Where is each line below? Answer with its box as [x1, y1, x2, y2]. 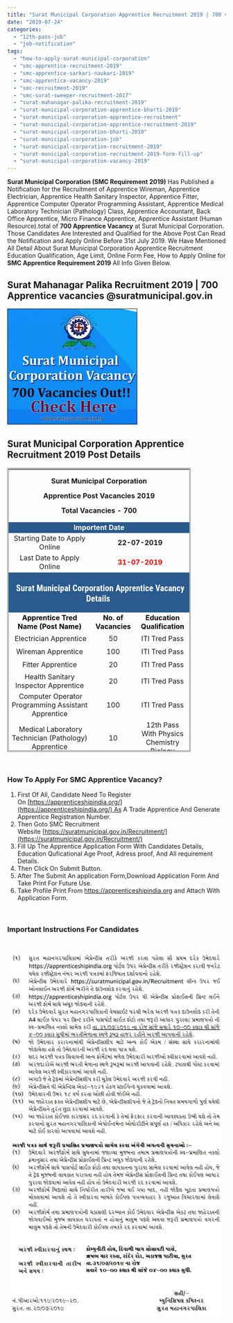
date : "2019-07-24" [7, 18, 64, 26]
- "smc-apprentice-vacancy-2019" [13, 77, 110, 84]
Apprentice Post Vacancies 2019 [43, 490, 155, 500]
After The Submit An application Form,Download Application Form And [17, 872, 220, 880]
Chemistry [145, 737, 180, 747]
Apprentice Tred [21, 613, 78, 623]
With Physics [141, 729, 184, 738]
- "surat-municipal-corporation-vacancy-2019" [13, 158, 150, 165]
